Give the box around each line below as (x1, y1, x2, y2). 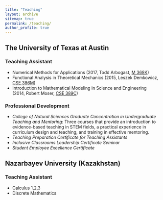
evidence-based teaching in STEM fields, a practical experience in (12, 124, 146, 130)
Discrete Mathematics (12, 190, 57, 196)
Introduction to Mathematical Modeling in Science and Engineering (12, 85, 147, 91)
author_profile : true (5, 25, 49, 30)
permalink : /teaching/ (5, 21, 51, 26)
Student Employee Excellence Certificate (12, 145, 94, 151)
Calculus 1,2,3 (12, 185, 41, 191)
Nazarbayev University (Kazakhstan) (5, 159, 121, 167)
